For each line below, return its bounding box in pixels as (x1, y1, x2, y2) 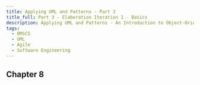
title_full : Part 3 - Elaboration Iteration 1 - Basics (6, 14, 148, 20)
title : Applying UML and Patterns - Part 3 (6, 8, 116, 15)
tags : (6, 25, 20, 32)
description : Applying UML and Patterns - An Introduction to (6, 20, 164, 26)
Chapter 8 (6, 70, 45, 80)
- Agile (11, 42, 31, 48)
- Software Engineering (11, 48, 70, 53)
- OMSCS (11, 31, 31, 37)
